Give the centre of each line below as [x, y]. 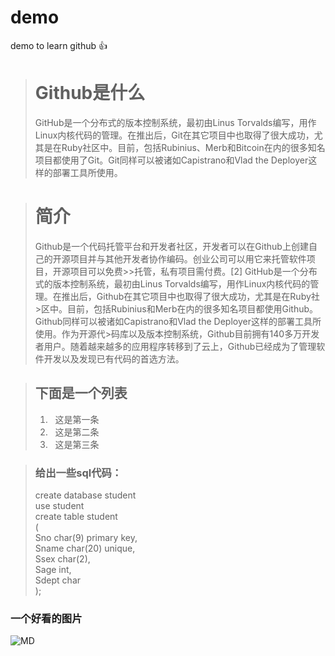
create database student [85, 495]
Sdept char [58, 580]
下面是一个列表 [81, 393]
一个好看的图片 [46, 618]
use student [59, 505]
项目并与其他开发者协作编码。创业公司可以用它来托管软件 [188, 258]
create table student [76, 516]
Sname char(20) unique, [85, 548]
